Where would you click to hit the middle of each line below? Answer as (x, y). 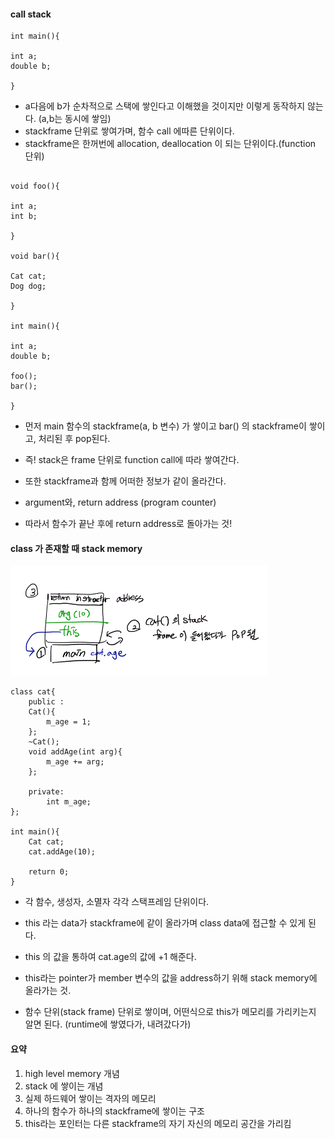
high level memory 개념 (72, 1073)
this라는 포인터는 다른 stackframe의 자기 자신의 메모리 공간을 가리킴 (158, 1123)
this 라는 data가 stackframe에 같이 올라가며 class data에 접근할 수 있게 (165, 923)
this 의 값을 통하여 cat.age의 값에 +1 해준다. (110, 957)
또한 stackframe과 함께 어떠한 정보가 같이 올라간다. (125, 481)
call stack (31, 14)
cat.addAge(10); (62, 852)
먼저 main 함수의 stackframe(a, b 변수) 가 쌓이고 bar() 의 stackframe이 (165, 426)
